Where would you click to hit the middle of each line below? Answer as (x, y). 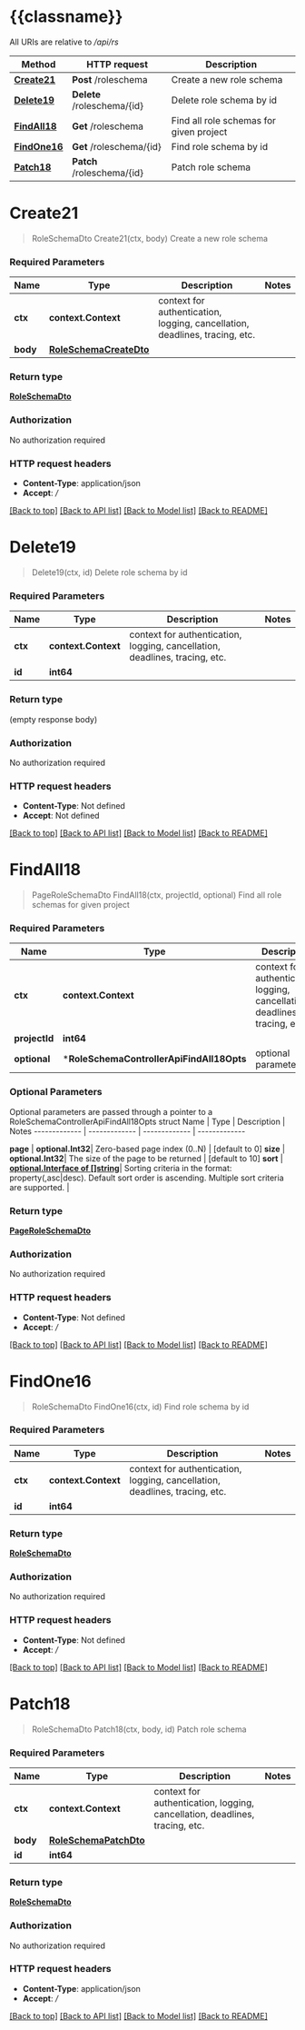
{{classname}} (66, 17)
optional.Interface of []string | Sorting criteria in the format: (121, 1168)
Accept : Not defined (61, 816)
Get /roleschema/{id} (117, 146)
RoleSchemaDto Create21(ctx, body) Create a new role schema (150, 238)
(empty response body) (54, 719)
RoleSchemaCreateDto (99, 350)
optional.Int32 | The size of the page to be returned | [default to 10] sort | (146, 1158)
